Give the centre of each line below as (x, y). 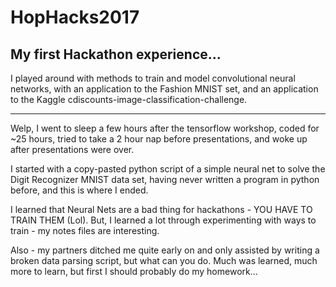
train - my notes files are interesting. (85, 230)
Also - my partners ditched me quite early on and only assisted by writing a (165, 250)
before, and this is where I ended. (79, 190)
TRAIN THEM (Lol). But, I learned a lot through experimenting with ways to (163, 220)
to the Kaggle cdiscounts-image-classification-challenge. (129, 99)
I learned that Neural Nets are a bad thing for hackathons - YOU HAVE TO (161, 209)
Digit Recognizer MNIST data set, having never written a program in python (165, 179)
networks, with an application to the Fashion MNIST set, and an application (164, 89)
